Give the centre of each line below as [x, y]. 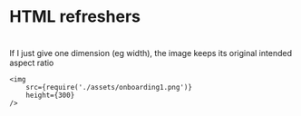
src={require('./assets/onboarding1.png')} [109, 88]
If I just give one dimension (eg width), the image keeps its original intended [151, 53]
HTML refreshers [75, 17]
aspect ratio [32, 63]
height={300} [50, 96]
